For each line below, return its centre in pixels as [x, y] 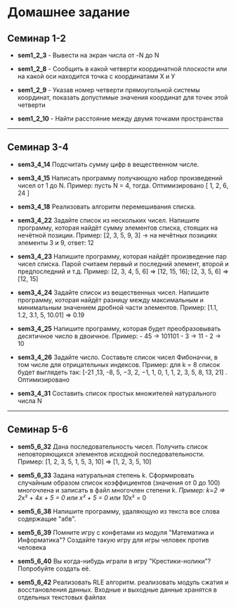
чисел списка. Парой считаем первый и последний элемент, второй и [123, 263]
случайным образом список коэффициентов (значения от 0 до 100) [119, 483]
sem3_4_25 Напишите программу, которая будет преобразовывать [119, 328]
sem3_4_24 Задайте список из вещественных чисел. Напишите [113, 292]
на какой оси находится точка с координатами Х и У [96, 76]
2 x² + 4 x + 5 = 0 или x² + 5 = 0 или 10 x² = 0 [81, 497]
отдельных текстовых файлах [62, 597]
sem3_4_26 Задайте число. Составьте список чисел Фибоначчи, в [117, 357]
